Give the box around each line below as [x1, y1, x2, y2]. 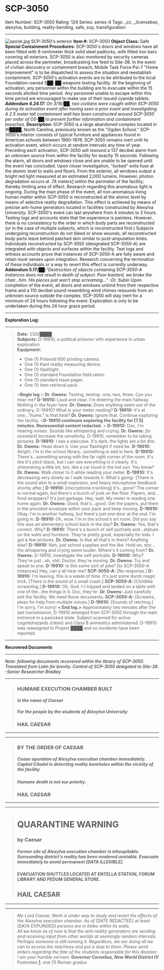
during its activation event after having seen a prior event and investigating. [5, 105, 158, 111]
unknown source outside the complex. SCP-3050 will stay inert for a [5, 293, 143, 298]
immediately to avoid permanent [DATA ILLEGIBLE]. [17, 859, 124, 865]
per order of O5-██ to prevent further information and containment [5, 116, 141, 122]
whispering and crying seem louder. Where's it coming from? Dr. [24, 547, 155, 553]
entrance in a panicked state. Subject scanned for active [17, 614, 131, 620]
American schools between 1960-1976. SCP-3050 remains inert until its [5, 137, 149, 143]
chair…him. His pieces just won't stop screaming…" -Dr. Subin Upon [5, 277, 142, 283]
